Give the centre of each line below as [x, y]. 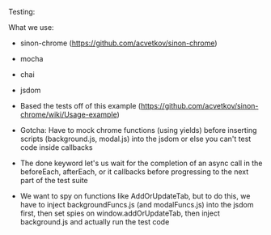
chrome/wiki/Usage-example [68, 114]
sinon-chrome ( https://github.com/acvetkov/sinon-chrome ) [119, 43]
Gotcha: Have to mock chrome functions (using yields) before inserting [138, 130]
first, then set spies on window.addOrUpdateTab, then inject [120, 213]
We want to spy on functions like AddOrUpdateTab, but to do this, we [135, 196]
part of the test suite [54, 180]
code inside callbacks [56, 147]
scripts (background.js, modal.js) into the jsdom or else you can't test [135, 139]
